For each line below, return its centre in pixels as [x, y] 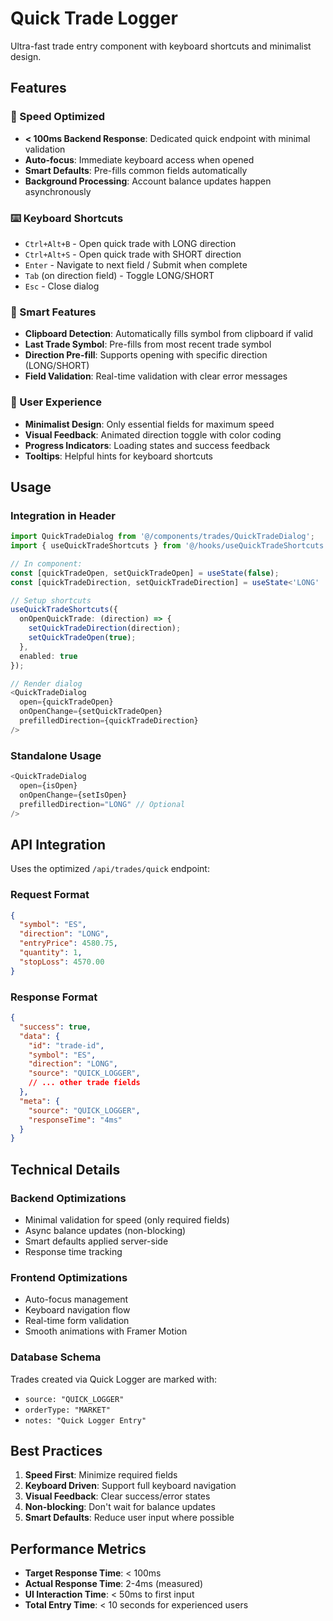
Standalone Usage [56, 755]
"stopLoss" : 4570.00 [62, 962]
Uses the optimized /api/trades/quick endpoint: [110, 869]
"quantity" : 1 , [51, 953]
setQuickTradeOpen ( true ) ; [82, 638]
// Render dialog [46, 683]
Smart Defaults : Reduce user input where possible [129, 1518]
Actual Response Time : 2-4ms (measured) [113, 1584]
